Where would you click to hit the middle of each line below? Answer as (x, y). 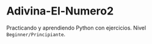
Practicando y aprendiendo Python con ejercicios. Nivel (76, 28)
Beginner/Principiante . (36, 34)
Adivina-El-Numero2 (60, 11)
